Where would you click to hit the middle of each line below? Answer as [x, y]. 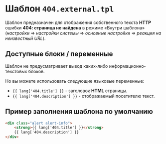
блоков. [36, 71]
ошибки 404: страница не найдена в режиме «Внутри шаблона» [75, 27]
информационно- [127, 66]
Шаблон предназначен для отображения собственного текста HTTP [78, 22]
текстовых [16, 71]
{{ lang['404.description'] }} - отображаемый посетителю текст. [83, 96]
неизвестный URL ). [25, 38]
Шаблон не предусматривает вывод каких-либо [57, 66]
